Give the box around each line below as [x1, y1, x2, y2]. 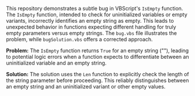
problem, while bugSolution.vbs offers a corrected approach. [6, 36, 153, 42]
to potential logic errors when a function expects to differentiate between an [6, 54, 189, 60]
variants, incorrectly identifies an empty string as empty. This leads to [6, 17, 174, 24]
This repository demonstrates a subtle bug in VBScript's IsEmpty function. [6, 5, 183, 12]
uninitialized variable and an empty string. [6, 59, 107, 66]
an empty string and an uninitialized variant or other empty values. [6, 83, 166, 90]
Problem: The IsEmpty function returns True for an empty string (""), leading [6, 47, 189, 54]
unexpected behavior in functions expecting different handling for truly [6, 23, 176, 30]
